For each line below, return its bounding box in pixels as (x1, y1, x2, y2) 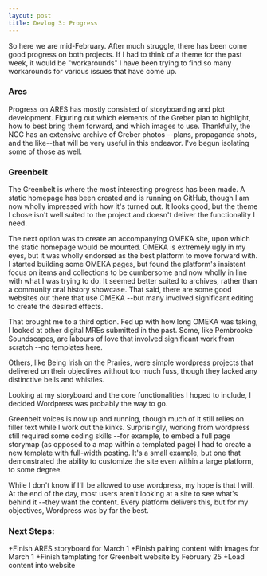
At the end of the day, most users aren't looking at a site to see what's (8, 489, 238, 499)
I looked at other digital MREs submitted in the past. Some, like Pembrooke (8, 326, 253, 335)
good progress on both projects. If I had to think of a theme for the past (8, 49, 242, 59)
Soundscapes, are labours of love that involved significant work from (8, 334, 235, 343)
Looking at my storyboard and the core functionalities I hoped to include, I (8, 390, 251, 400)
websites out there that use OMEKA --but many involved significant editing (8, 293, 254, 303)
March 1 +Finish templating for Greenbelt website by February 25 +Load (8, 552, 245, 562)
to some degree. (8, 465, 62, 475)
